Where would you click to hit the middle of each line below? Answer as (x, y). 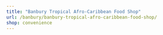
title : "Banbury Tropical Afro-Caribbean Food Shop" (74, 12)
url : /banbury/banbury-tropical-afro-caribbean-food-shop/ (82, 17)
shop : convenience (29, 23)
